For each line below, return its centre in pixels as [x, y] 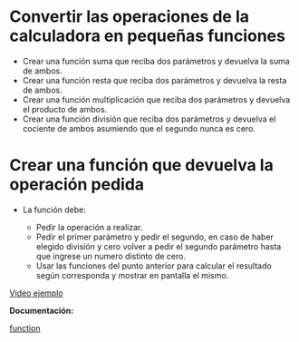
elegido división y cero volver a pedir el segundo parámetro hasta [159, 246]
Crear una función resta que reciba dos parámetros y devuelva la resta [154, 80]
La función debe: [54, 210]
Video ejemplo [36, 293]
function [25, 327]
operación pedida [77, 185]
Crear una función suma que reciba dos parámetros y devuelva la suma [156, 61]
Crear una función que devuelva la [141, 166]
